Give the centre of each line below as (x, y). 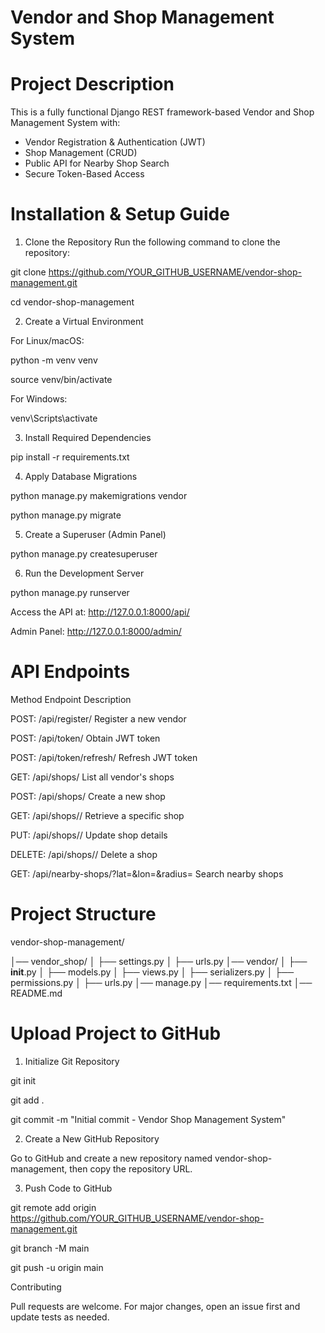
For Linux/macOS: (47, 341)
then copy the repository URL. (131, 1168)
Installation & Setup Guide (120, 214)
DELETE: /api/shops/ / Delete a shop (84, 854)
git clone (28, 272)
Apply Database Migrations (81, 477)
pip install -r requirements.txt (70, 457)
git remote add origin (53, 1207)
